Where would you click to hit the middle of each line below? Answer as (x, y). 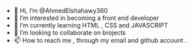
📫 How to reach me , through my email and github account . (100, 40)
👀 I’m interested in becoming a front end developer (86, 18)
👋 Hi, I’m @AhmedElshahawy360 (61, 11)
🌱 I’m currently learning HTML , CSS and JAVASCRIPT (91, 25)
